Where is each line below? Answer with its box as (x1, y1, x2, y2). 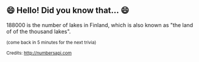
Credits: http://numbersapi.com (6, 50, 72, 56)
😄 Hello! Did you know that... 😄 (6, 5, 130, 16)
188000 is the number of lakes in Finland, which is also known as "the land (6, 21, 194, 28)
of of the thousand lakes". (6, 28, 71, 35)
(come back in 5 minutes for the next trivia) (6, 39, 96, 45)
